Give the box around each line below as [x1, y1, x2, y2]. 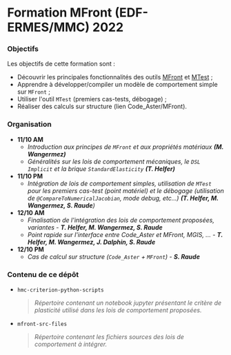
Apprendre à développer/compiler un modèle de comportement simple [17, 81, 219, 89]
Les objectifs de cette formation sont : [7, 60, 116, 68]
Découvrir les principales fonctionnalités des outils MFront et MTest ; [17, 73, 213, 81]
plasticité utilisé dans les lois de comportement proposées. [34, 306, 202, 314]
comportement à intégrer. [34, 340, 108, 349]
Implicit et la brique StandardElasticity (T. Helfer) [27, 164, 176, 173]
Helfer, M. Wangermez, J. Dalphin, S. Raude [27, 238, 156, 246]
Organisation [7, 119, 52, 129]
